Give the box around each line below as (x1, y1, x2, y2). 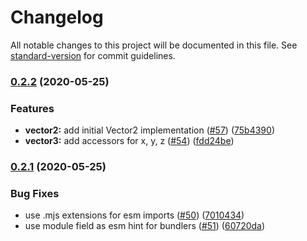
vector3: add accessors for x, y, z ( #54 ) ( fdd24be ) (24, 135, 235, 147)
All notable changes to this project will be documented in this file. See (10, 39, 298, 51)
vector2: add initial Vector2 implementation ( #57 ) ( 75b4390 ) (24, 124, 275, 136)
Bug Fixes (10, 187, 60, 200)
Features (10, 101, 55, 115)
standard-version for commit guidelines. (10, 49, 176, 61)
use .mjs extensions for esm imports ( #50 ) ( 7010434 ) (24, 209, 245, 221)
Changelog (10, 6, 104, 29)
